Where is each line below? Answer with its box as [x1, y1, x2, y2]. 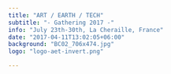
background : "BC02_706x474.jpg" [8, 41, 114, 48]
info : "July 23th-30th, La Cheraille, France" [8, 26, 164, 33]
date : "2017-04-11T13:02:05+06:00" [8, 33, 125, 41]
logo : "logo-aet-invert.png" [8, 48, 104, 55]
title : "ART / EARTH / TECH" [8, 11, 104, 19]
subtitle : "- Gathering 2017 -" [8, 19, 114, 26]
